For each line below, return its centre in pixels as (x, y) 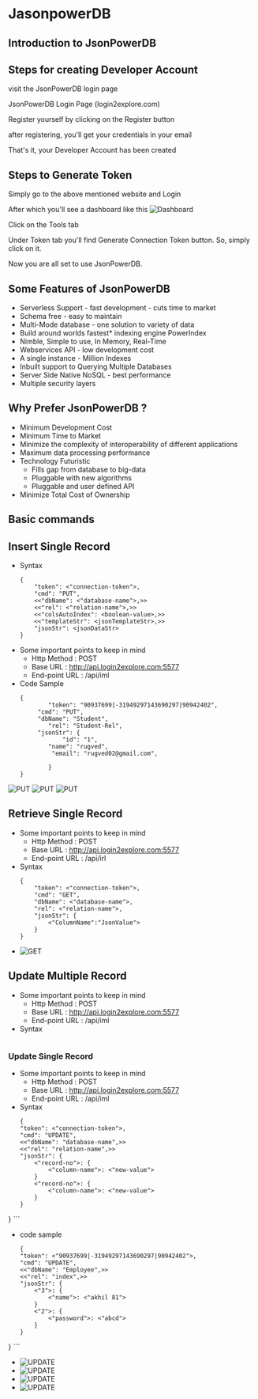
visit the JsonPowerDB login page (63, 89)
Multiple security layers (58, 384)
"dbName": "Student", (73, 719)
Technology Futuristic (55, 461)
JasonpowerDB (60, 14)
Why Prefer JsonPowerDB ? (78, 408)
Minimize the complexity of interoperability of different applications (129, 444)
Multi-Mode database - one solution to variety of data (107, 324)
